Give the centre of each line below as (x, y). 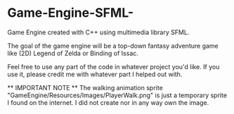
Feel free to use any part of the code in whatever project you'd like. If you (113, 66)
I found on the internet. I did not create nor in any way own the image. (108, 102)
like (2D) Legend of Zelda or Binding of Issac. (73, 53)
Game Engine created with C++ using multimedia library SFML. (98, 32)
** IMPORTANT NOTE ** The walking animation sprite (85, 87)
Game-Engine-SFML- (71, 13)
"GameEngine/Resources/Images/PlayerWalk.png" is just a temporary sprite (117, 95)
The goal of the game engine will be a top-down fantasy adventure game (113, 45)
